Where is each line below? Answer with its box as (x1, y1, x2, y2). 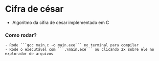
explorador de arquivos (5, 51, 54, 57)
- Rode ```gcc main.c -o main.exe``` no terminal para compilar (5, 43, 139, 48)
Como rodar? (5, 32, 37, 39)
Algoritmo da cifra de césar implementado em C (12, 20, 109, 25)
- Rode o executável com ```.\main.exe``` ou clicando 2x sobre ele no (5, 47, 154, 52)
